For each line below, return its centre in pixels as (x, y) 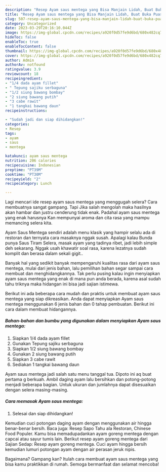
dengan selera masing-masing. (37, 390)
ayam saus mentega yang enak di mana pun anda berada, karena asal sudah (83, 279)
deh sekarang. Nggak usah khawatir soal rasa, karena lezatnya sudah (76, 248)
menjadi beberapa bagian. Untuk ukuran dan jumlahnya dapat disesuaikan (81, 385)
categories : (17, 124)
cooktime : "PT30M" (24, 174)
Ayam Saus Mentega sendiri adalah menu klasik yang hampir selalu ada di (80, 233)
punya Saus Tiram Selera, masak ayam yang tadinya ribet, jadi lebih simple (81, 243)
